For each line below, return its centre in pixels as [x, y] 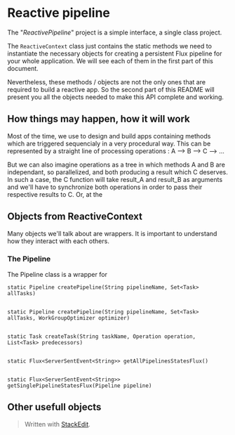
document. [23, 68]
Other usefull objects [54, 407]
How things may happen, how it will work [99, 119]
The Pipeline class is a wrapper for [57, 274]
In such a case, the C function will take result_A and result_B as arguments [115, 179]
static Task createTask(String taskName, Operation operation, [102, 336]
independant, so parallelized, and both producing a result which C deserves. [117, 172]
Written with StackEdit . [58, 424]
